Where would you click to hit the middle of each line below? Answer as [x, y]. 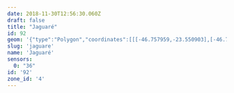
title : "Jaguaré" [32, 27]
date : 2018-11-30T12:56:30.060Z [54, 14]
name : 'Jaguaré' [31, 53]
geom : [15, 40]
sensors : [20, 59]
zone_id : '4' [26, 79]
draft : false [26, 20]
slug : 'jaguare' [31, 46]
